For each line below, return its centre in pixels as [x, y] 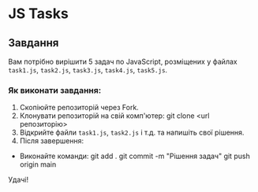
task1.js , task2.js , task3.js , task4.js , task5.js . [88, 70]
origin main [38, 164]
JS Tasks [38, 14]
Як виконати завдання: [55, 90]
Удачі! [19, 180]
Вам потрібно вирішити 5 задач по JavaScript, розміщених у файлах [123, 61]
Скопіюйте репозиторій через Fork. [79, 108]
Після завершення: [52, 141]
